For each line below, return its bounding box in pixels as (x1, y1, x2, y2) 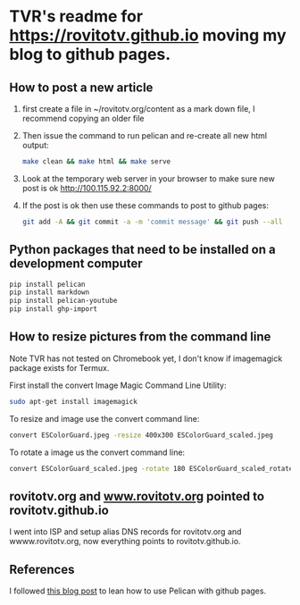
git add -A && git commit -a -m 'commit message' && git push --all (21, 217, 283, 226)
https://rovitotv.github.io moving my (9, 25, 287, 46)
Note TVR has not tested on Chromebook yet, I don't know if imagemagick (9, 353, 283, 364)
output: (21, 140, 49, 150)
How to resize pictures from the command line (9, 329, 271, 345)
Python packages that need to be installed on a (9, 242, 276, 257)
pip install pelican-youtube (9, 297, 118, 306)
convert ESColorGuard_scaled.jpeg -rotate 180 (9, 464, 186, 473)
